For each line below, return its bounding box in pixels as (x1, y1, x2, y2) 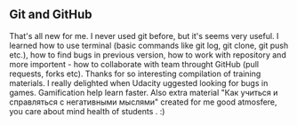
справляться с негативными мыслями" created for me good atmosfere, (9, 97, 277, 107)
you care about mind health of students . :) (9, 105, 165, 116)
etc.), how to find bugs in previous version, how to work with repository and (9, 49, 286, 60)
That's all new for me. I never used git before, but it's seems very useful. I (9, 30, 279, 41)
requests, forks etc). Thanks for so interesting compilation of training (9, 68, 261, 79)
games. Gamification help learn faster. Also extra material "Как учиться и (9, 87, 278, 98)
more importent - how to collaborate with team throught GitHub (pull (9, 59, 260, 69)
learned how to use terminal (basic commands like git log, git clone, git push (9, 40, 289, 51)
